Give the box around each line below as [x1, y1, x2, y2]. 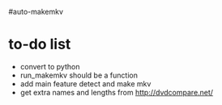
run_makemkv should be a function [19, 70, 138, 80]
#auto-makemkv [8, 7, 63, 16]
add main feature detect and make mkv [19, 78, 152, 88]
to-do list [8, 36, 71, 53]
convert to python [19, 61, 80, 71]
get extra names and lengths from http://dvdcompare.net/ [19, 87, 213, 97]
